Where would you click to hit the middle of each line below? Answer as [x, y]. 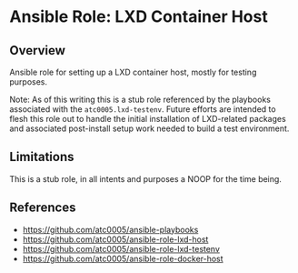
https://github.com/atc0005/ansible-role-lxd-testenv [121, 248]
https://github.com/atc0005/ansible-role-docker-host [123, 258]
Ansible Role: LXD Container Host [139, 17]
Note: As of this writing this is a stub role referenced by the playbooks [140, 99]
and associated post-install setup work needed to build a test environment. [149, 128]
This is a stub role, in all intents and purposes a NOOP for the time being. [145, 178]
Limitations [42, 157]
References [43, 208]
